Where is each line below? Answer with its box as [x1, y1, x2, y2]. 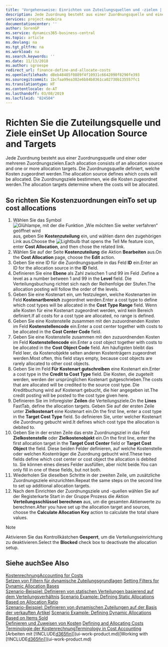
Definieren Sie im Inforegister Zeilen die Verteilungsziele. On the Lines [12, 398, 157, 403]
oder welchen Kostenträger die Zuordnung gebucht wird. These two [12, 451, 152, 456]
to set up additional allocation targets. [12, 483, 91, 488]
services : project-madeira [5, 16, 62, 21]
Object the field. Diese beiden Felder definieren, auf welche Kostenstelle [12, 445, 163, 451]
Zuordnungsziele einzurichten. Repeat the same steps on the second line [12, 477, 162, 483]
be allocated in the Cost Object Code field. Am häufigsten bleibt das [12, 344, 154, 350]
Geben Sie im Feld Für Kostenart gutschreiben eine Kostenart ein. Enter [12, 366, 161, 371]
